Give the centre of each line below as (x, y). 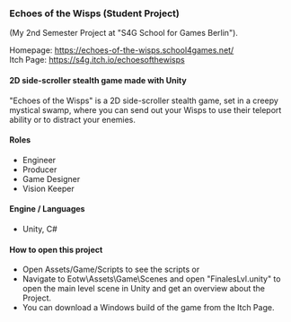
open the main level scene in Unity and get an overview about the (143, 289)
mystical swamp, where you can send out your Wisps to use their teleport (145, 109)
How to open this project (56, 249)
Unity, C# (40, 229)
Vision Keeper (48, 188)
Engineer (39, 160)
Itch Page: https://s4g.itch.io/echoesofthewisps (97, 60)
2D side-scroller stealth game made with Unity (98, 80)
